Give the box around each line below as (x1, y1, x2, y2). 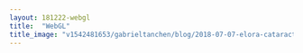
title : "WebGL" (9, 22, 70, 31)
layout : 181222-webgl (9, 13, 91, 22)
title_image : (9, 30, 59, 39)
